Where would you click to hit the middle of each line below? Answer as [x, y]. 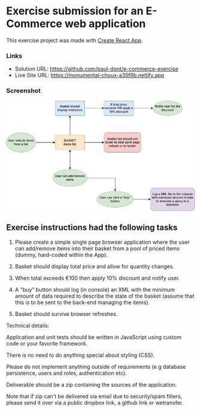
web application [105, 24]
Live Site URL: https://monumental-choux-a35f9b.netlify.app [89, 75]
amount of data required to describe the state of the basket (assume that [104, 296]
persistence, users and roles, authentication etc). [67, 373]
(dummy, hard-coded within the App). [61, 255]
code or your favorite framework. [47, 343]
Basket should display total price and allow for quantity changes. [95, 266]
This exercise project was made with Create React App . [74, 40]
